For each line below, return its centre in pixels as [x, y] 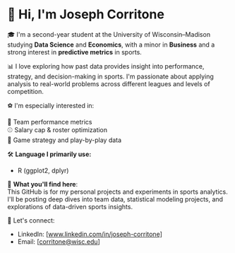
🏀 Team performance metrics [50, 122]
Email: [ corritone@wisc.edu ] [59, 241]
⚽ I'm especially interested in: [51, 105]
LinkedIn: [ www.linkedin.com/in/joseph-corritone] [90, 234]
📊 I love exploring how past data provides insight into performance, [106, 66]
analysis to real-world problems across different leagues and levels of [109, 83]
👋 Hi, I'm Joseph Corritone [86, 14]
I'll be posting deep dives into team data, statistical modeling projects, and [115, 199]
